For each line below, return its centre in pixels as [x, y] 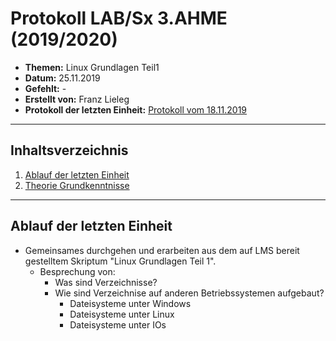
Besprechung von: [77, 271]
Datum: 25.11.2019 [62, 78]
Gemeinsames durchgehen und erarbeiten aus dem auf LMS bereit [162, 250]
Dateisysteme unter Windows [130, 303]
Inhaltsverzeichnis [69, 150]
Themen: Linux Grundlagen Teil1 [92, 67]
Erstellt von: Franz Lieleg [77, 99]
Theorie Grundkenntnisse [77, 185]
